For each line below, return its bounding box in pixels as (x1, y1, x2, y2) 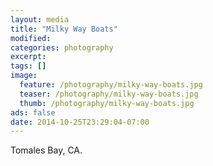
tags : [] (10, 61, 47, 71)
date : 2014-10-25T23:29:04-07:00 (10, 117, 150, 127)
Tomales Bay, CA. (10, 144, 83, 156)
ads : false (10, 107, 56, 118)
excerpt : (10, 52, 47, 62)
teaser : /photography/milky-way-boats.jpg (19, 89, 199, 99)
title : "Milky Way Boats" (10, 24, 118, 34)
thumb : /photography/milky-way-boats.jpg (19, 98, 195, 108)
